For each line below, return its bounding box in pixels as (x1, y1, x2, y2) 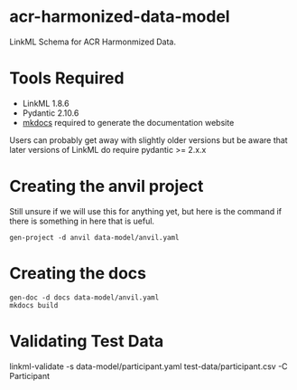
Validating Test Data (9, 330, 164, 351)
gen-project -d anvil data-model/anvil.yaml (9, 233, 180, 242)
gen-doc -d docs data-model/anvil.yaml (9, 292, 160, 302)
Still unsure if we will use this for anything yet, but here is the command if (9, 205, 283, 216)
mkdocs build (9, 300, 59, 309)
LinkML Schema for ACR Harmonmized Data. (9, 36, 177, 47)
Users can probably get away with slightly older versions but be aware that (9, 134, 288, 146)
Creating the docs (9, 263, 147, 283)
